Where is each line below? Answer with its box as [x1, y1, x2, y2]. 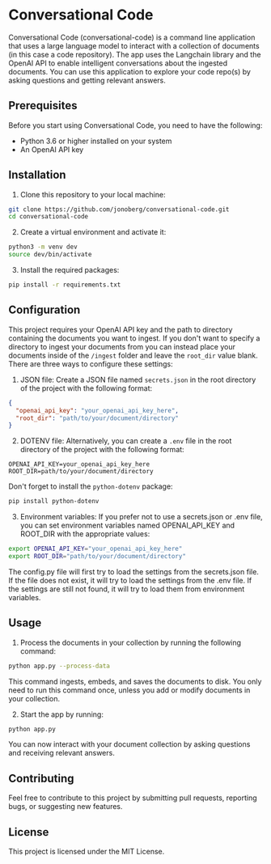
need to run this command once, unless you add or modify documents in [8, 685, 251, 695]
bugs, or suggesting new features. [8, 802, 123, 811]
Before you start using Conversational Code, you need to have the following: [8, 120, 263, 130]
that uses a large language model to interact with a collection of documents [8, 40, 260, 50]
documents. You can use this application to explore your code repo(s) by [8, 66, 251, 76]
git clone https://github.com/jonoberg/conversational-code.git [8, 205, 230, 214]
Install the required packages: [19, 265, 120, 275]
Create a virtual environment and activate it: [19, 227, 167, 237]
